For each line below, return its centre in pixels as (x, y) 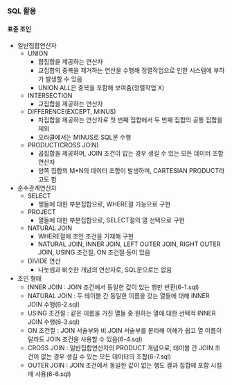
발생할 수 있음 (64, 79)
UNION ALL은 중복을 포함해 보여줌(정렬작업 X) (101, 88)
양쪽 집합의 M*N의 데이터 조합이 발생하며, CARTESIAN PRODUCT (128, 171)
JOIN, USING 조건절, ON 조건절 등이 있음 (94, 252)
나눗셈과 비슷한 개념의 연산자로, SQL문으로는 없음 (105, 270)
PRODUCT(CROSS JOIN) (63, 145)
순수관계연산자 (37, 188)
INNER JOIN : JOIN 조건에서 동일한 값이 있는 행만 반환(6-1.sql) (113, 287)
